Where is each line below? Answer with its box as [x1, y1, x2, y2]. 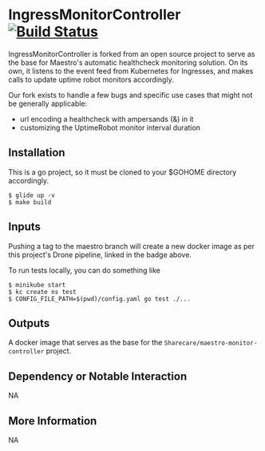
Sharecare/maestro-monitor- [164, 339, 258, 348]
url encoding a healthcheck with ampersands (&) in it [19, 114, 194, 123]
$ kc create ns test [8, 288, 77, 296]
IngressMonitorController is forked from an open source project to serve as [8, 49, 255, 58]
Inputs [8, 220, 42, 234]
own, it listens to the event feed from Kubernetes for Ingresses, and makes [8, 66, 254, 75]
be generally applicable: [8, 99, 88, 108]
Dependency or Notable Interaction [8, 369, 188, 383]
